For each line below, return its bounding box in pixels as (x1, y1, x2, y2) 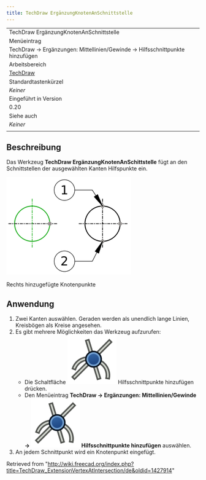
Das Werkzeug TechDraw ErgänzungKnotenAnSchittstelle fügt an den (6, 159, 188, 166)
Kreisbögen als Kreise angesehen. (15, 321, 102, 329)
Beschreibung (6, 142, 61, 153)
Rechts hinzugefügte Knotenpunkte (6, 281, 96, 288)
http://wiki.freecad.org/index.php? (47, 460, 134, 468)
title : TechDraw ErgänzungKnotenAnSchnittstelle (6, 10, 133, 16)
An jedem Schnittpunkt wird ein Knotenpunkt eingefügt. (15, 449, 156, 456)
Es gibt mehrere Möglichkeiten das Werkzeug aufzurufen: (15, 328, 161, 336)
